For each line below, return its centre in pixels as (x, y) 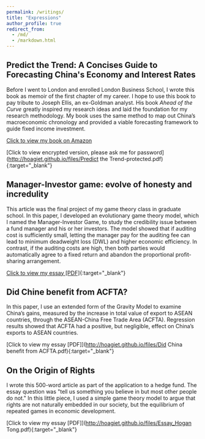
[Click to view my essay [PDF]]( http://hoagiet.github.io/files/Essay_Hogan (99, 423)
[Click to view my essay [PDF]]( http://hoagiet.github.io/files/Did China (94, 345)
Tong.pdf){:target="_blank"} (42, 430)
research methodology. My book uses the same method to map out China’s (101, 115)
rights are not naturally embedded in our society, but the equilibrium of (95, 405)
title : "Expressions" (34, 18)
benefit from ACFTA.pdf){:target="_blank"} (60, 351)
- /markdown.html (34, 40)
